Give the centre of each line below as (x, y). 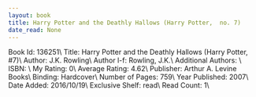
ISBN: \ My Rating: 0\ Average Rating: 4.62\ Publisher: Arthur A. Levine (122, 69)
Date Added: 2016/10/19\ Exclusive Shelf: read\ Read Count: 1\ (109, 85)
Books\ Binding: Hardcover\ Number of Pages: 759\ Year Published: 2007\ (128, 77)
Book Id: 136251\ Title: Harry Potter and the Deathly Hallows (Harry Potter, (128, 52)
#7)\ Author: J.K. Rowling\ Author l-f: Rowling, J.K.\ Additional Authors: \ (125, 60)
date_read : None (35, 30)
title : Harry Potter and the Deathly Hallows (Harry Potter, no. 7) (125, 23)
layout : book (30, 15)
